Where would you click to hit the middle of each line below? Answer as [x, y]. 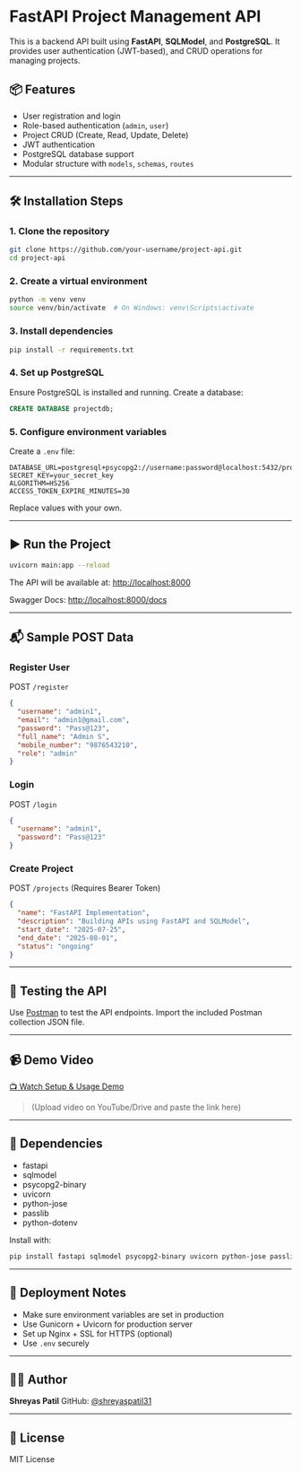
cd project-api [38, 258]
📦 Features [43, 90]
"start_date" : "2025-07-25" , [72, 929]
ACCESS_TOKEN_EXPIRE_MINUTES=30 [69, 491]
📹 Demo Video [52, 1060]
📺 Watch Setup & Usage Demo [67, 1086]
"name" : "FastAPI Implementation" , [84, 913]
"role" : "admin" [47, 753]
